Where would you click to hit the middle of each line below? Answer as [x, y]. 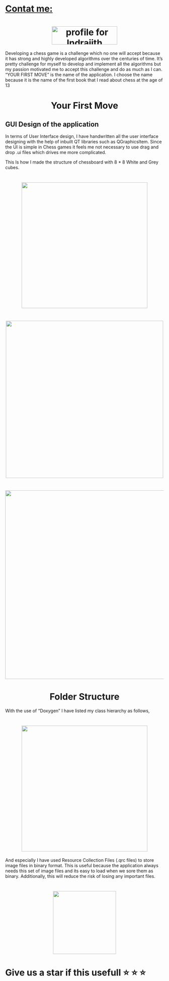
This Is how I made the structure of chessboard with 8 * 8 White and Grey [82, 162]
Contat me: [29, 9]
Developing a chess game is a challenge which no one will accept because [83, 53]
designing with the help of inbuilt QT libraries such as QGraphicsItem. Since [83, 142]
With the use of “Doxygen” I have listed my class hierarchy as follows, [77, 711]
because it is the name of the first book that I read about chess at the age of [84, 80]
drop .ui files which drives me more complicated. [56, 153]
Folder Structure [84, 696]
